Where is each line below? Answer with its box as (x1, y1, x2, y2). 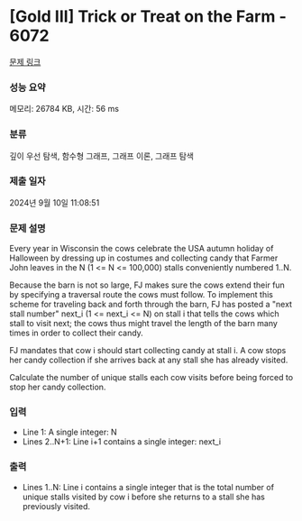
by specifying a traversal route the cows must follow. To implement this (9, 289, 273, 300)
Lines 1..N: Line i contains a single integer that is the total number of (22, 481, 275, 492)
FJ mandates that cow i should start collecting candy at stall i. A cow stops (9, 345, 287, 356)
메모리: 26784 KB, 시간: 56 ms (9, 104, 120, 114)
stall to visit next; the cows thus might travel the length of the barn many (9, 318, 278, 329)
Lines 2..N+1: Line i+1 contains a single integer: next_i (22, 436, 222, 447)
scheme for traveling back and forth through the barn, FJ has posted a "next (9, 299, 293, 310)
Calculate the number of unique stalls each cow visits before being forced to (9, 372, 294, 383)
